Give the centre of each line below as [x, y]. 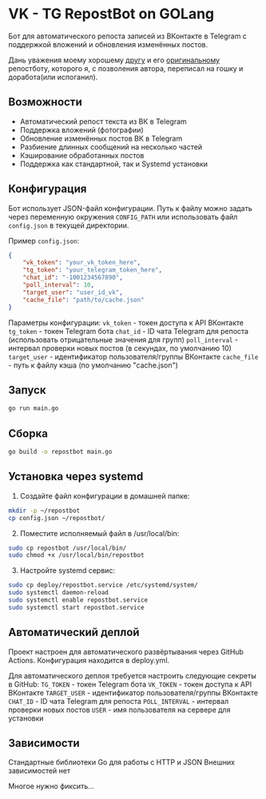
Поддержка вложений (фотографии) [81, 129]
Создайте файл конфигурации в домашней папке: [105, 495]
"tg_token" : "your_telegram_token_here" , [92, 270]
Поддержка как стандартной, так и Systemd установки [114, 164]
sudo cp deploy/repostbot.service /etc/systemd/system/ [103, 585]
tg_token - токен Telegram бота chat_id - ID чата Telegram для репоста [129, 331]
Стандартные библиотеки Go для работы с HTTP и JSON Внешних [122, 762]
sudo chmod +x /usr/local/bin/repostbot [77, 555]
